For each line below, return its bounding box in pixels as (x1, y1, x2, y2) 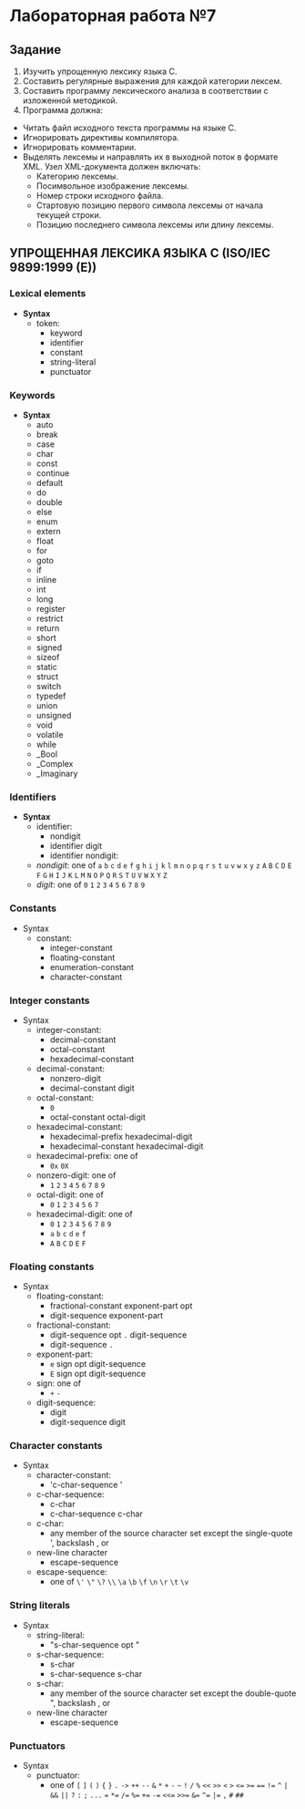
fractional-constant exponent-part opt (49, 1300, 193, 1311)
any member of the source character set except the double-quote (49, 1688, 297, 1699)
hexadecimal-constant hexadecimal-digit (49, 1141, 204, 1152)
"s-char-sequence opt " (49, 1638, 139, 1650)
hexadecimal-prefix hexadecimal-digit (49, 1131, 193, 1142)
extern (36, 525, 61, 536)
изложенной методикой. (22, 95, 118, 106)
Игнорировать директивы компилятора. (22, 132, 179, 142)
